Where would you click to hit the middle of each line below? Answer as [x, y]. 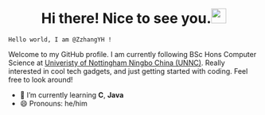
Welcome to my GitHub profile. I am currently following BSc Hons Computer [132, 54]
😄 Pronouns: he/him [53, 103]
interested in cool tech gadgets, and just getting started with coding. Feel [128, 71]
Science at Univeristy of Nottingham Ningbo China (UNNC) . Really [117, 63]
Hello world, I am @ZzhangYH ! [60, 40]
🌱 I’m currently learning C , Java [72, 94]
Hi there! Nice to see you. [126, 19]
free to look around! [41, 79]
